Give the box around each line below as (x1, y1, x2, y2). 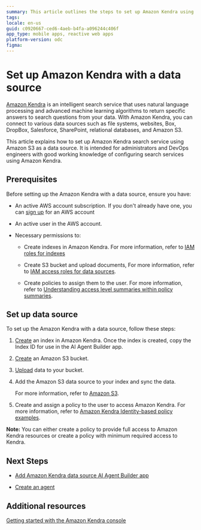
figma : (6, 43, 23, 49)
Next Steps (6, 456, 48, 466)
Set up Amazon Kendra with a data (6, 68, 181, 82)
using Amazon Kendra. (6, 157, 62, 164)
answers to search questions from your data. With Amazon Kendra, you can (6, 113, 193, 121)
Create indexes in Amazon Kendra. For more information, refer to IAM (23, 243, 195, 250)
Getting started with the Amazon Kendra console (6, 517, 126, 524)
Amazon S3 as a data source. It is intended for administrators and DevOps (6, 144, 189, 151)
